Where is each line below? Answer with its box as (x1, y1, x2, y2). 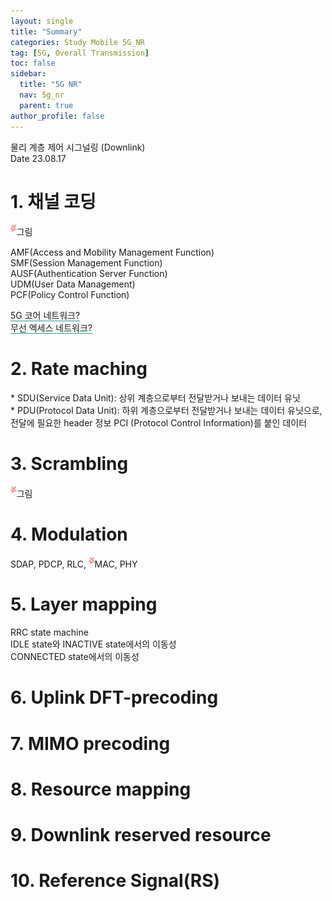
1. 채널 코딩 (10, 190, 97, 213)
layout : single (10, 16, 74, 26)
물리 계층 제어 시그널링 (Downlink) (10, 141, 146, 153)
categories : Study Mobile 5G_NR (10, 37, 145, 47)
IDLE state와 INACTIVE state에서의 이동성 (10, 638, 177, 650)
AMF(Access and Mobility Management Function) (10, 246, 215, 258)
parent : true (19, 100, 74, 110)
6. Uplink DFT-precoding (10, 686, 219, 709)
